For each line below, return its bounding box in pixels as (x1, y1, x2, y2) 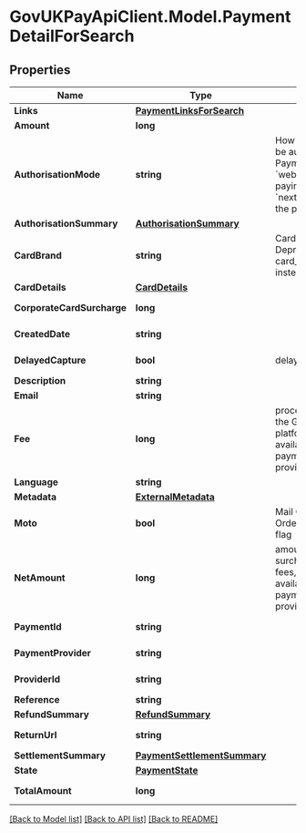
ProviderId (14, 673, 61, 685)
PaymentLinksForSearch (135, 105, 244, 117)
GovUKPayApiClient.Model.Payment (9, 6, 291, 27)
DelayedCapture (14, 354, 87, 366)
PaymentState (135, 764, 199, 776)
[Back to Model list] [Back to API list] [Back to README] (9, 814, 219, 824)
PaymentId (14, 621, 62, 632)
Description (14, 375, 66, 386)
